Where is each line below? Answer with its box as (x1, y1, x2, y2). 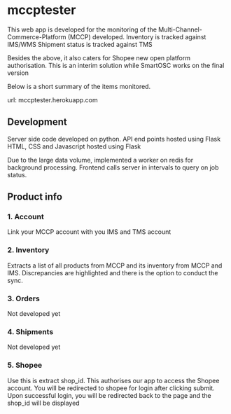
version (7, 69, 29, 77)
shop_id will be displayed (7, 399, 80, 407)
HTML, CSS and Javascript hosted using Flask (7, 142, 141, 151)
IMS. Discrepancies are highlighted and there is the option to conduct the (7, 268, 218, 277)
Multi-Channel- (158, 25, 203, 34)
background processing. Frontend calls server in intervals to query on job (7, 163, 219, 172)
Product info (7, 191, 63, 203)
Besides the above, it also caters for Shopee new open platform (7, 53, 191, 62)
